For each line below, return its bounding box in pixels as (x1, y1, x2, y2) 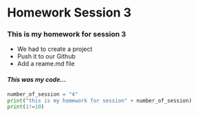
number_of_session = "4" (7, 91, 78, 98)
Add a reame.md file (16, 60, 75, 68)
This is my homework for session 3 (7, 30, 126, 39)
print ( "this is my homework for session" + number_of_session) (7, 97, 192, 104)
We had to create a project (16, 45, 93, 53)
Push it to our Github (16, 52, 76, 61)
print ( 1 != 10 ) (7, 103, 45, 111)
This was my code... (7, 76, 67, 84)
